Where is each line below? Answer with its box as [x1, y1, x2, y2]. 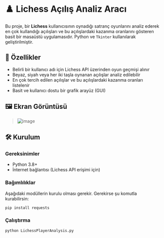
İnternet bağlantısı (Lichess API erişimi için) [12, 167, 100, 173]
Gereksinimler [5, 150, 40, 157]
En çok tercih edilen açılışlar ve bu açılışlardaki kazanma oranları [12, 77, 143, 83]
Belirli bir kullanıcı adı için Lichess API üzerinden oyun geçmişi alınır [12, 66, 150, 72]
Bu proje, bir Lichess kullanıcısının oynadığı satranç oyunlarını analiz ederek [5, 23, 160, 29]
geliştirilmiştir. [5, 39, 34, 45]
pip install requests [5, 205, 50, 210]
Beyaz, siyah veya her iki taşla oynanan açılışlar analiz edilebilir [12, 72, 141, 78]
